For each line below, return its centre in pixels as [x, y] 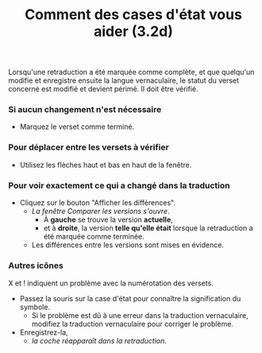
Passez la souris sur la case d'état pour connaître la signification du [130, 298]
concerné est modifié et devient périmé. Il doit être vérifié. [103, 89]
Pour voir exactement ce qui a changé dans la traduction [119, 185]
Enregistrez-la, [44, 332]
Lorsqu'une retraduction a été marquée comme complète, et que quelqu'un [131, 72]
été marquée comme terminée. [94, 237]
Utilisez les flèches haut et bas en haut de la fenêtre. [106, 165]
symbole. [35, 307]
